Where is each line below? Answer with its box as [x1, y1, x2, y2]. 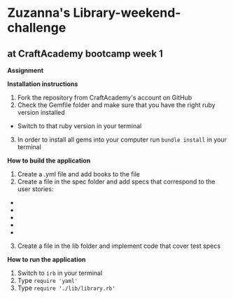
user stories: [17, 185, 54, 193]
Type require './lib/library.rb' [17, 284, 115, 292]
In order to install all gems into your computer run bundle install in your [17, 135, 227, 144]
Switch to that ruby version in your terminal [17, 122, 142, 130]
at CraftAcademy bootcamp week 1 [7, 48, 163, 60]
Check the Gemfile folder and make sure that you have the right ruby [17, 101, 216, 109]
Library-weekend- [73, 5, 181, 21]
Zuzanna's [7, 5, 71, 21]
